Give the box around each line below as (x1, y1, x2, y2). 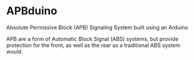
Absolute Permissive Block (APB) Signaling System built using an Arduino (6, 24, 189, 31)
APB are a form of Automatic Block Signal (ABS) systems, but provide (6, 35, 179, 42)
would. (6, 48, 23, 55)
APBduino (6, 4, 57, 18)
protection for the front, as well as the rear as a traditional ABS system (6, 42, 181, 49)
